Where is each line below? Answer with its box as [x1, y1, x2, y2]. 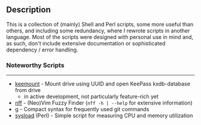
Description [6, 5, 51, 15]
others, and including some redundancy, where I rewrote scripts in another [6, 27, 190, 34]
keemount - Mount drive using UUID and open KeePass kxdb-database [14, 80, 190, 87]
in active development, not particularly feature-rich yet [23, 93, 159, 100]
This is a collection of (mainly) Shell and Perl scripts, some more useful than [6, 20, 193, 28]
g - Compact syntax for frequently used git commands [14, 106, 150, 113]
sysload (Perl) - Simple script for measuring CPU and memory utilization [14, 112, 193, 119]
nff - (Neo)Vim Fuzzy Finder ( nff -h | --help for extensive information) [14, 99, 193, 106]
